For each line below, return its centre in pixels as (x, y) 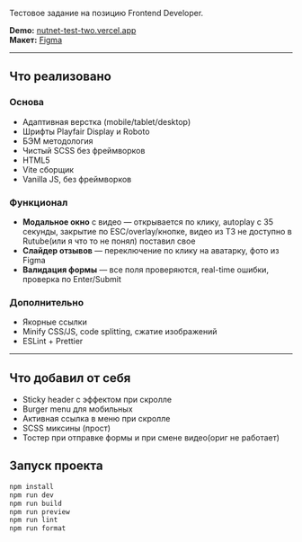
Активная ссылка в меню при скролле (96, 419)
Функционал (39, 202)
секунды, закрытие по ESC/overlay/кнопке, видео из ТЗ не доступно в (157, 231)
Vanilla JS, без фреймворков (77, 179)
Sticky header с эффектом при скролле (97, 400)
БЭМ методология (58, 141)
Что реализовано (61, 77)
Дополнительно (46, 302)
